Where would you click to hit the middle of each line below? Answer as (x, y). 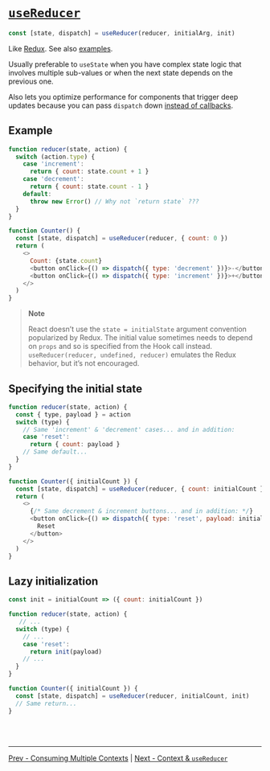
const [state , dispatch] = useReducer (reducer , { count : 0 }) (122, 239)
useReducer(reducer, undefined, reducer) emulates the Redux (132, 355)
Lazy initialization (53, 581)
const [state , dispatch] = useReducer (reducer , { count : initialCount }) (141, 489)
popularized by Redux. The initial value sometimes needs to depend (140, 338)
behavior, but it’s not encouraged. (84, 363)
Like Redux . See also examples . (61, 48)
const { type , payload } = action (73, 414)
